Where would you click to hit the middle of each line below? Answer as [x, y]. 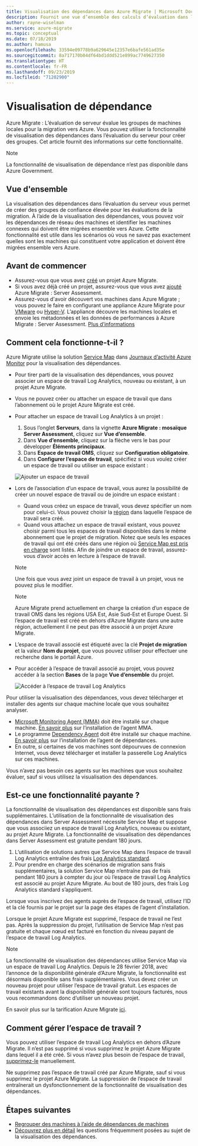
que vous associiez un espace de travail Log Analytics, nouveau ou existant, [99, 828]
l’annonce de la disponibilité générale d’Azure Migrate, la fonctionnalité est [96, 973]
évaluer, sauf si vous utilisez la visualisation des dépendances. [82, 777]
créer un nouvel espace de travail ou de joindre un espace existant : [97, 494]
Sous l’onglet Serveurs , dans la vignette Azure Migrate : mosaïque [105, 428]
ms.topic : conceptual [33, 34]
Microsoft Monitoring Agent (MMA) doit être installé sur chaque [92, 721]
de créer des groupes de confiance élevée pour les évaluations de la [89, 209]
